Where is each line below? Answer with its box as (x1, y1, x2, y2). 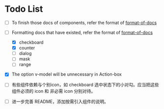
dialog (19, 51, 32, 56)
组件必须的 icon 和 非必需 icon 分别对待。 (11, 88, 96, 94)
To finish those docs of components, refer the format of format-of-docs (11, 20, 157, 26)
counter (19, 45, 35, 51)
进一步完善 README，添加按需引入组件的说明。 (11, 98, 109, 104)
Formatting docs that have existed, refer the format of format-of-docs (11, 29, 153, 35)
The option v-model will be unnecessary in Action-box (11, 71, 122, 77)
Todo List (4, 3, 43, 15)
